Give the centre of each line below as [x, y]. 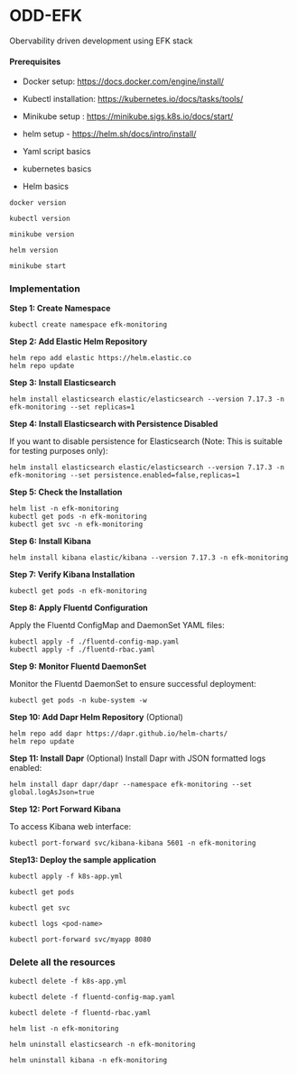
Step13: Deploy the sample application [83, 860]
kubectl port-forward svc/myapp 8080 [80, 940]
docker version [38, 203]
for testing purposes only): [59, 451]
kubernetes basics [57, 169]
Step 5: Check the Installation [66, 492]
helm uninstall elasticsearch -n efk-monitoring [102, 1044]
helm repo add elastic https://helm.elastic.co [101, 358]
